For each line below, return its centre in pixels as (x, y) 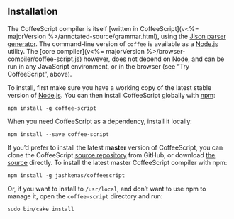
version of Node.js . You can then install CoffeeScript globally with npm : (111, 95)
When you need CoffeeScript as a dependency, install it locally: (100, 121)
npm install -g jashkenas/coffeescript (66, 175)
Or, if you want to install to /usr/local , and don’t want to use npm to (107, 189)
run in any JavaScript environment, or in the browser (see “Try (99, 66)
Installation (33, 12)
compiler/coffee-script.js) (45, 59)
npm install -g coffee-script (52, 108)
